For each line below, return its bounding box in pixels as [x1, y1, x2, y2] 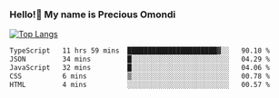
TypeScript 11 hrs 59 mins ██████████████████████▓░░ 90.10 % [9, 46, 271, 55]
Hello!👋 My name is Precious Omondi [9, 8, 176, 21]
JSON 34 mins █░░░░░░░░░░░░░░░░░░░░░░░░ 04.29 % [9, 54, 271, 64]
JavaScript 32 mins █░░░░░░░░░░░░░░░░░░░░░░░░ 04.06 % [9, 64, 271, 73]
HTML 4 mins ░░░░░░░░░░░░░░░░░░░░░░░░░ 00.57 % [9, 80, 271, 89]
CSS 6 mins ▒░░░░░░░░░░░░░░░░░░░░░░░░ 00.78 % [9, 72, 271, 81]
